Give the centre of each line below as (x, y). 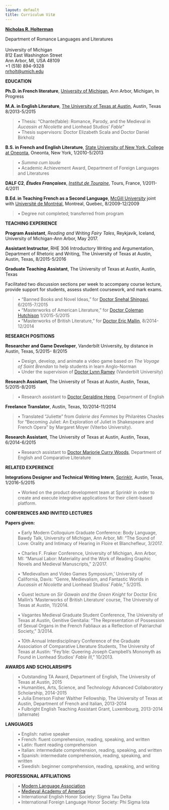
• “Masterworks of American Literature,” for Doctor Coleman (80, 310)
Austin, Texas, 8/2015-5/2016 (36, 259)
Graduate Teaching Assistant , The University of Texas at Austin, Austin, (81, 268)
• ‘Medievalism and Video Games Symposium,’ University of (80, 573)
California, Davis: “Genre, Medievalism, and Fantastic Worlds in (83, 579)
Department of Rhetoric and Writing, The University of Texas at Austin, (79, 253)
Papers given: (20, 523)
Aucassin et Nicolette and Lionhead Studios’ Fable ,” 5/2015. (80, 584)
